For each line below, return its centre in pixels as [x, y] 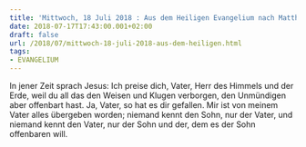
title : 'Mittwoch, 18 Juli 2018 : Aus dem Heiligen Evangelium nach [142, 18]
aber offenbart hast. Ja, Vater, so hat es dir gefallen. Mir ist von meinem [144, 105]
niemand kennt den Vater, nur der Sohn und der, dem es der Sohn [133, 124]
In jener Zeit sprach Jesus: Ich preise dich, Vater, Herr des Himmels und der [152, 86]
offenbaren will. [39, 134]
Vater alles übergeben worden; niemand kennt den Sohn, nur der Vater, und [151, 115]
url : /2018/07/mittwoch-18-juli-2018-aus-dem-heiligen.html [126, 43]
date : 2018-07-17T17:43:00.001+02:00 [81, 26]
